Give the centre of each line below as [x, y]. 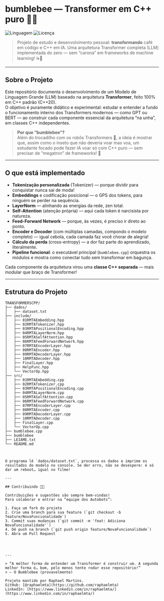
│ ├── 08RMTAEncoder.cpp [32, 410]
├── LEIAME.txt [20, 440]
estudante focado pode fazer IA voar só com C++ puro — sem [80, 148]
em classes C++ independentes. [38, 123]
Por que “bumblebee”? [41, 132]
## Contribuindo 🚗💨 [25, 487]
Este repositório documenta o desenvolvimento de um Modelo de [71, 92]
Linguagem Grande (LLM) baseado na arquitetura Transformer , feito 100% [80, 97]
